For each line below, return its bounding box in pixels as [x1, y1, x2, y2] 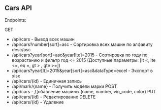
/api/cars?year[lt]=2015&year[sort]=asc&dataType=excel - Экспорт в [11, 68, 153, 73]
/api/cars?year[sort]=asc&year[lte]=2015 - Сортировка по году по [11, 52, 148, 58]
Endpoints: [4, 17, 27, 23]
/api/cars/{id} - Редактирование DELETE [11, 94, 96, 100]
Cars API [4, 4, 32, 12]
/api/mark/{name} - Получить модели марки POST [11, 83, 117, 89]
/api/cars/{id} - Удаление [11, 99, 64, 105]
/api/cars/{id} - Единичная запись [11, 78, 82, 84]
